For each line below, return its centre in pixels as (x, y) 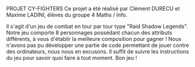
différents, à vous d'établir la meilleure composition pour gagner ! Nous (94, 39)
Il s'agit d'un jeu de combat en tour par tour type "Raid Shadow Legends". (97, 26)
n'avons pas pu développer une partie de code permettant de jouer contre (98, 45)
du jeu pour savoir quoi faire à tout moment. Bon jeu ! (72, 58)
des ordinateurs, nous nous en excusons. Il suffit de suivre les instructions (98, 52)
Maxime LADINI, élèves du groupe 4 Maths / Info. (67, 15)
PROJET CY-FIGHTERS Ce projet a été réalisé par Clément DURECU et (93, 9)
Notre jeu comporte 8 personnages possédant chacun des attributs (89, 33)
